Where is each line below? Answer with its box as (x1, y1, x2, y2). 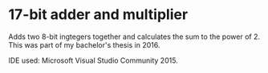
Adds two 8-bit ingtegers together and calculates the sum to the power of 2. (8, 32, 261, 41)
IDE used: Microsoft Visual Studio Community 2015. (8, 56, 178, 65)
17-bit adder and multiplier (8, 6, 189, 24)
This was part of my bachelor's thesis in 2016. (8, 40, 160, 49)
